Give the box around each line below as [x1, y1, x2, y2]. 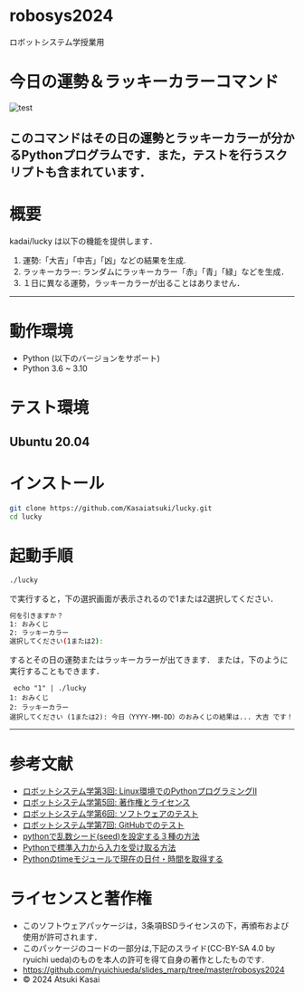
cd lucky [9, 512, 43, 521]
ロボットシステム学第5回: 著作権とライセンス [22, 796, 191, 807]
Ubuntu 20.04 [9, 434, 90, 449]
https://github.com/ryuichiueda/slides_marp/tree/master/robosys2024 [22, 964, 285, 975]
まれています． [68, 165, 152, 180]
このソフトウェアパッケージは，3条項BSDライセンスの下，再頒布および [22, 920, 290, 930]
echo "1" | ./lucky [13, 683, 88, 692]
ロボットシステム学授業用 [9, 36, 105, 47]
